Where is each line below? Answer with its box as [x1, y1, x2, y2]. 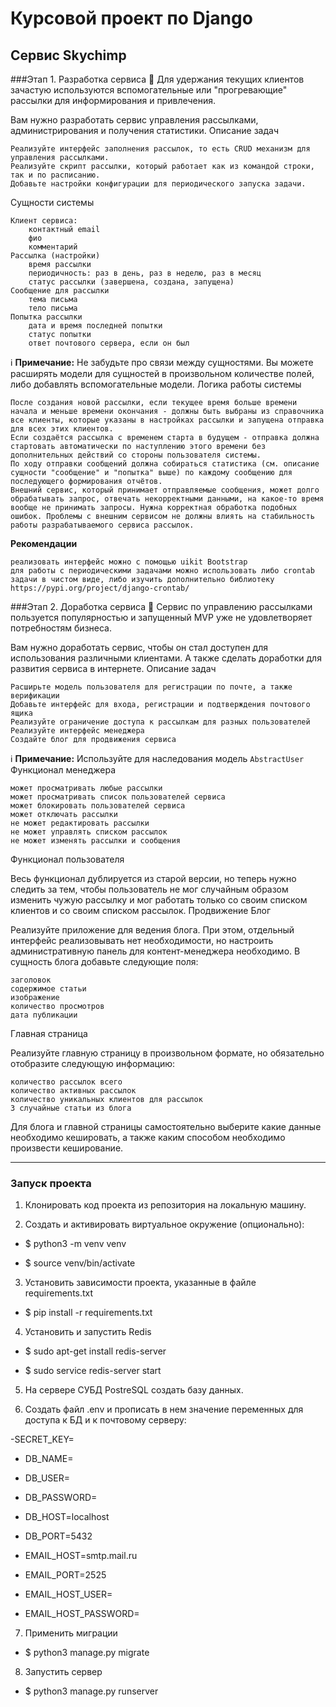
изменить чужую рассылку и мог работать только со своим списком [10, 894, 308, 906]
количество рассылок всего [10, 1077, 123, 1087]
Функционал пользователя [10, 853, 125, 865]
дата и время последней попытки [28, 321, 163, 331]
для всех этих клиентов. [10, 424, 114, 434]
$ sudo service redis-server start [24, 1365, 162, 1377]
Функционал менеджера [10, 764, 117, 776]
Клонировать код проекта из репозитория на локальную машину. [24, 1199, 307, 1211]
